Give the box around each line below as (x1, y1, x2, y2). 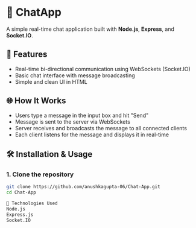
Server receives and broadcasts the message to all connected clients (14, 124, 187, 131)
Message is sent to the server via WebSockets (14, 118, 131, 125)
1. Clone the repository (6, 170, 74, 179)
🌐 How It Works (6, 96, 66, 106)
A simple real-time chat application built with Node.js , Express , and (6, 25, 175, 33)
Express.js (6, 211, 34, 218)
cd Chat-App (6, 189, 36, 195)
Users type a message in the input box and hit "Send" (14, 112, 149, 119)
